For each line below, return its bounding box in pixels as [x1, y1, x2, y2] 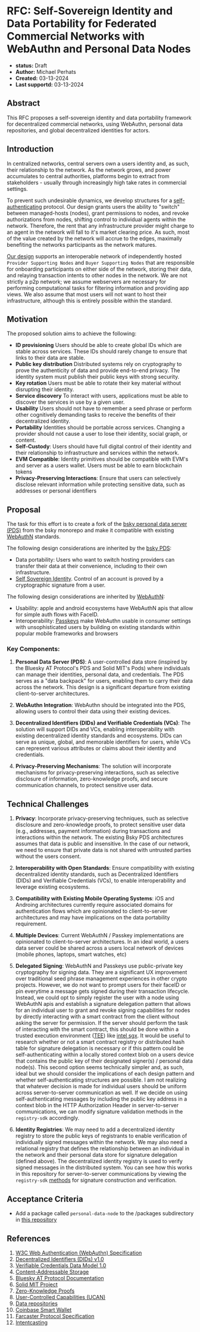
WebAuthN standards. [7, 533, 61, 540]
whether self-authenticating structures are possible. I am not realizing [15, 1076, 187, 1083]
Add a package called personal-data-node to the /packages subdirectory [15, 1210, 194, 1217]
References [7, 1233, 51, 1244]
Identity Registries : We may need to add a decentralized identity [15, 1126, 175, 1133]
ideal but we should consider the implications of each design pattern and [15, 1070, 195, 1077]
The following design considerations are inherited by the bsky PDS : [7, 544, 172, 552]
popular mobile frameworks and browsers [15, 630, 118, 637]
